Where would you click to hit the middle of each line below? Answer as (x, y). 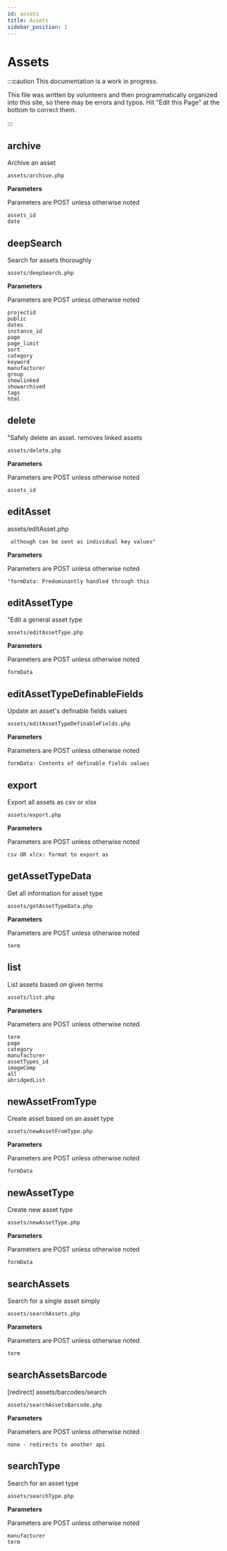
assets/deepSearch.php (41, 273)
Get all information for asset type (55, 893)
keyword (19, 362)
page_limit (23, 343)
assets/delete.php (34, 450)
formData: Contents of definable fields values (79, 764)
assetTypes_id (28, 1062)
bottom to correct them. (42, 110)
